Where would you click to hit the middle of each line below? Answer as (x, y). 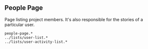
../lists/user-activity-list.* (36, 42)
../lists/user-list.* (26, 37)
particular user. (20, 24)
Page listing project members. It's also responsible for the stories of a (74, 19)
